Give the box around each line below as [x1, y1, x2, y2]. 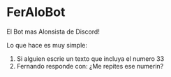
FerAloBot [6, 4, 66, 20]
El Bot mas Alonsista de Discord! [6, 27, 101, 36]
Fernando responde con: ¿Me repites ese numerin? [16, 62, 164, 70]
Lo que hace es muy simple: [6, 41, 88, 49]
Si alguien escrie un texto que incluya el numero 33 [16, 54, 165, 63]
